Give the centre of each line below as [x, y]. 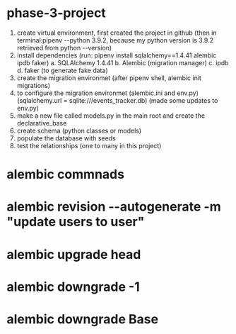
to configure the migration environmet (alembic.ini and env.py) [108, 93]
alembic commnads [66, 174]
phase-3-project [57, 13]
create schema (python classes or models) [79, 130]
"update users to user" [76, 222]
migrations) [34, 85]
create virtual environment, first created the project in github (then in [117, 33]
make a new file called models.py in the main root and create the [111, 116]
